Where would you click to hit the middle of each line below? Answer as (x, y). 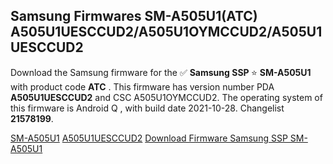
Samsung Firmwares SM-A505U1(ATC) (134, 16)
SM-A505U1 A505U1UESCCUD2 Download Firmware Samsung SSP (149, 138)
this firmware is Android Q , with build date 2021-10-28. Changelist (147, 108)
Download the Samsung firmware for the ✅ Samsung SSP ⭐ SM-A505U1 (161, 72)
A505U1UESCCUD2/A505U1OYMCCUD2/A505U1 (166, 32)
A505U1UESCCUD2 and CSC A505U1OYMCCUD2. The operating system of (166, 97)
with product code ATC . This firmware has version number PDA (142, 86)
